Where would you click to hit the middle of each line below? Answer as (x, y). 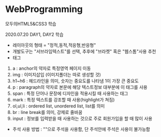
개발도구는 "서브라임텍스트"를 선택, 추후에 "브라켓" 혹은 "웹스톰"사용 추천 (84, 51)
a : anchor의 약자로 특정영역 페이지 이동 (52, 68)
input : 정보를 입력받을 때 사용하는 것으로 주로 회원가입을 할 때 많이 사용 (82, 118)
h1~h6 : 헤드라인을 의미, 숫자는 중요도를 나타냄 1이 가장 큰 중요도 (75, 81)
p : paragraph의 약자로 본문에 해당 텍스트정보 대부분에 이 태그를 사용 (80, 87)
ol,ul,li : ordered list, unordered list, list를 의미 (59, 106)
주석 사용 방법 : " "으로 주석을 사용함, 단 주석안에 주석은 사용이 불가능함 (81, 129)
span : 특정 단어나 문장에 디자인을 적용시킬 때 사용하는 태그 (70, 93)
